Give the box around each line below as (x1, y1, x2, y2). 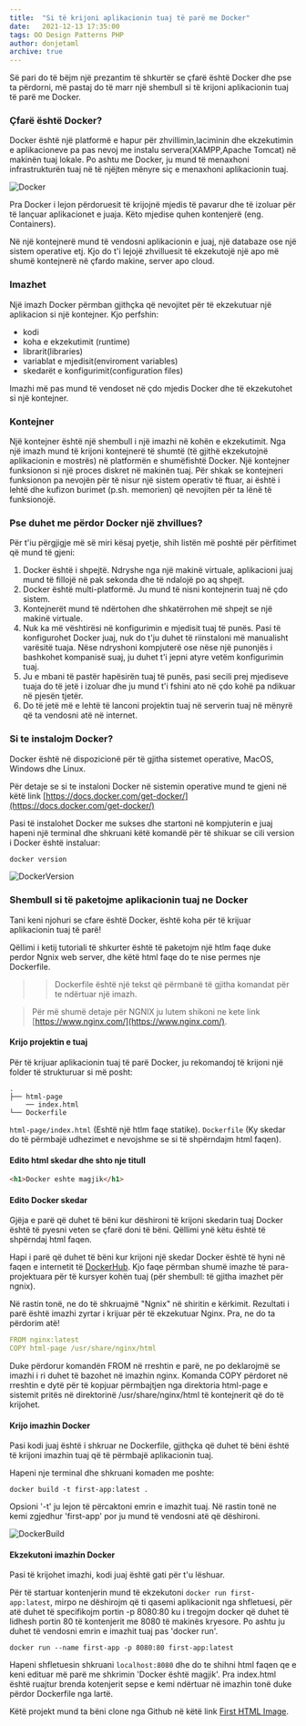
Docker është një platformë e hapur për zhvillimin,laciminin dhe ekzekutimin (9, 135, 294, 146)
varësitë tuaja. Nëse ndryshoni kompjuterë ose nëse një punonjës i (22, 642, 273, 653)
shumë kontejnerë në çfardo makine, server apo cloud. (9, 256, 216, 267)
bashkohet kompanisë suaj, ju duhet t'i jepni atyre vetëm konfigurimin (22, 652, 284, 663)
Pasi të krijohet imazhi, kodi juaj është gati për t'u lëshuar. (9, 1569, 226, 1580)
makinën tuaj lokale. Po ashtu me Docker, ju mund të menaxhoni (9, 154, 250, 165)
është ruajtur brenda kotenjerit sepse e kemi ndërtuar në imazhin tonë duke (9, 1679, 292, 1690)
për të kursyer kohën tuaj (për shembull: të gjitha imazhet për (54, 1272, 284, 1282)
